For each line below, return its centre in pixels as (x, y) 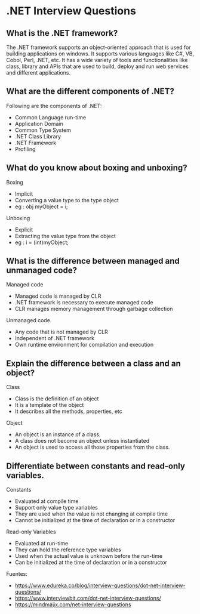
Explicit (24, 229)
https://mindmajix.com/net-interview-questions (73, 604)
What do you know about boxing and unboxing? (97, 168)
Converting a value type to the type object (67, 200)
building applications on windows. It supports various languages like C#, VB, (100, 54)
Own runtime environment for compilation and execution (84, 345)
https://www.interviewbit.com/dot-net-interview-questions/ (88, 598)
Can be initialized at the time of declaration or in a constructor (91, 563)
